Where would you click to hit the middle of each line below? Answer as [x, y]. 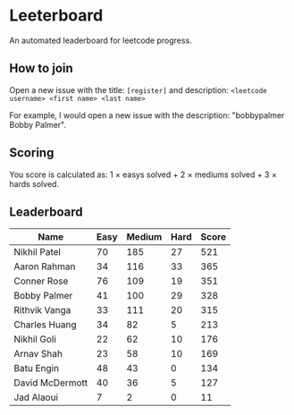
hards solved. [34, 183]
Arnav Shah [38, 354]
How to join [41, 68]
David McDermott [51, 383]
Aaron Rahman [45, 267]
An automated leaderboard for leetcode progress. [101, 40]
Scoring [32, 153]
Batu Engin [37, 368]
